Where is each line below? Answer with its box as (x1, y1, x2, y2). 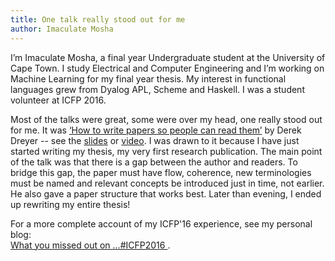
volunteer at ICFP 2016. (10, 94, 107, 106)
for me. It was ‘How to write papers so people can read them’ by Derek (10, 124, 302, 136)
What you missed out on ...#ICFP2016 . (10, 239, 171, 251)
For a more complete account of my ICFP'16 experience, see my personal (10, 217, 313, 230)
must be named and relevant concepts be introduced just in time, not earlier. (10, 177, 325, 189)
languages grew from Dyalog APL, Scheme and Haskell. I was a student (10, 83, 305, 95)
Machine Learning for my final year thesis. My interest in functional (10, 72, 287, 85)
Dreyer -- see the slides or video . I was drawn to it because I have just (10, 134, 300, 146)
